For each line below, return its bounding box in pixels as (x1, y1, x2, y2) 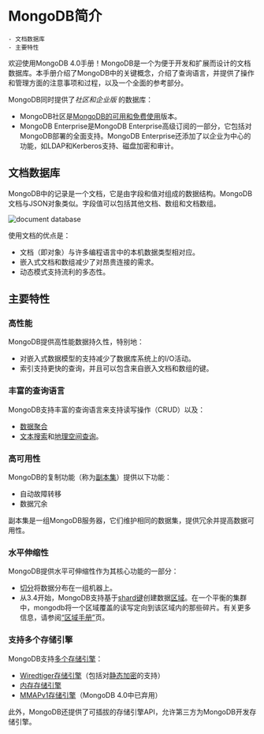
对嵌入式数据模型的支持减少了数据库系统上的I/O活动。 (19, 354, 195, 363)
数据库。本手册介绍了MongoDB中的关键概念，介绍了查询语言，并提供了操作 (8, 68, 255, 77)
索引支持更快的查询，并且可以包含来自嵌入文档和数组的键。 (19, 364, 214, 373)
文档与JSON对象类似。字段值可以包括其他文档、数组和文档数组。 (8, 198, 221, 208)
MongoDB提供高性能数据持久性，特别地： (8, 337, 144, 347)
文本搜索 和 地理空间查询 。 (19, 431, 103, 441)
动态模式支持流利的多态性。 (19, 267, 110, 276)
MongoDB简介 (8, 7, 102, 25)
